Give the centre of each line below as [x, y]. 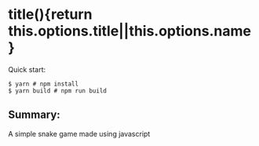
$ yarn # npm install [44, 84]
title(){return [50, 15]
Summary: [34, 115]
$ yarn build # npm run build [58, 91]
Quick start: [27, 69]
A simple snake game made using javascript [79, 133]
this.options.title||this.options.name [129, 31]
